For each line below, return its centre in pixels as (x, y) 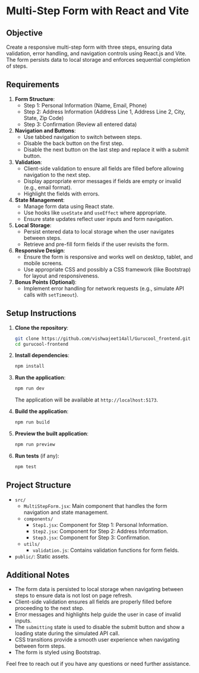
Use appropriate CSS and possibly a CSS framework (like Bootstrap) (107, 269)
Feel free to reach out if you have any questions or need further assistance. (98, 664)
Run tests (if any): (37, 456)
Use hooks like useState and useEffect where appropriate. (95, 213)
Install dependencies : (42, 355)
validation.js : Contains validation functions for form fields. (106, 550)
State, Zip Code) (44, 118)
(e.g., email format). (48, 187)
